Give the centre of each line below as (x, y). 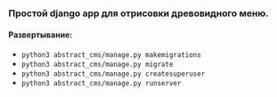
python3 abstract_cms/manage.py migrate (97, 65)
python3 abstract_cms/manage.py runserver (101, 84)
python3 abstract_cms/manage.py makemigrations (111, 55)
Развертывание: (41, 35)
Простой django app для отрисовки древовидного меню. (138, 13)
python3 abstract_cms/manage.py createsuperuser (113, 74)
